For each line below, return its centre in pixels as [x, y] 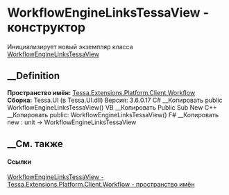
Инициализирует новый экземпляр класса [70, 46]
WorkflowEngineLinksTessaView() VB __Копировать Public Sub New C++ [112, 107]
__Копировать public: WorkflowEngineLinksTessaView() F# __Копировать [113, 115]
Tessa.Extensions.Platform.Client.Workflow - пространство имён [101, 185]
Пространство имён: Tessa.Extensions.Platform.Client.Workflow [101, 92]
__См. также [35, 144]
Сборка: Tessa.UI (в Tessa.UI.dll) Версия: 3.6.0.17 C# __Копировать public [115, 100]
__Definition [34, 76]
